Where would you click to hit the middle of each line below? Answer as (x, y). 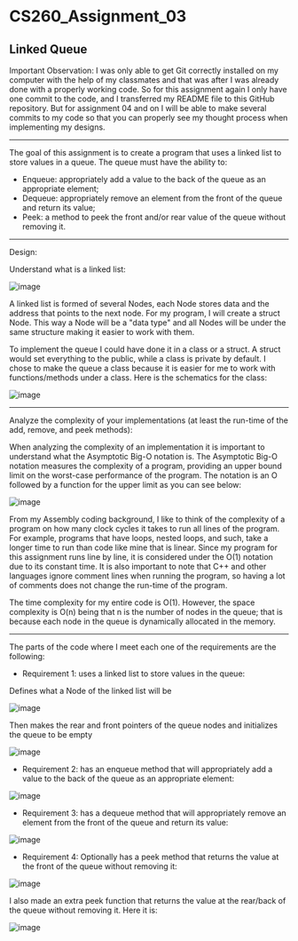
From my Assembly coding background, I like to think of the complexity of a (147, 519)
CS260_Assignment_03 (98, 16)
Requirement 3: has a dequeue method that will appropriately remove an (154, 813)
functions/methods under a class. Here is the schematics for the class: (138, 378)
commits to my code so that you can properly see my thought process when (149, 118)
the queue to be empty (51, 734)
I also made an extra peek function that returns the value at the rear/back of (148, 901)
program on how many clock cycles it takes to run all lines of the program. (145, 529)
